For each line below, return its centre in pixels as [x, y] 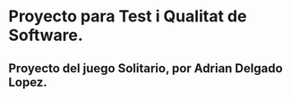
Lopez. [28, 82]
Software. [46, 35]
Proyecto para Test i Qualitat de [128, 16]
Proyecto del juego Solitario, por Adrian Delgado [146, 68]
